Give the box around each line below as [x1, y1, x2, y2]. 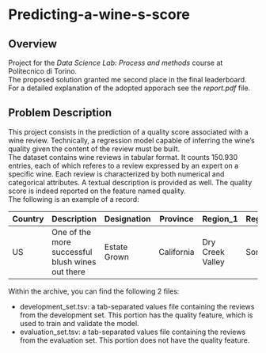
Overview [8, 37, 58, 51]
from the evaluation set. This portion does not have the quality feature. [19, 335, 250, 345]
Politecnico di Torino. [8, 66, 78, 76]
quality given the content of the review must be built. [8, 144, 180, 154]
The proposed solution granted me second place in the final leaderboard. [8, 75, 247, 84]
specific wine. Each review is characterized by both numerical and [8, 169, 225, 179]
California [158, 246, 196, 257]
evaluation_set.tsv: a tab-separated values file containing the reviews [19, 327, 246, 336]
